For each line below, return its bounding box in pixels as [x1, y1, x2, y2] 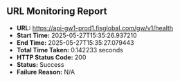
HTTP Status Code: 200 [16, 53, 87, 61]
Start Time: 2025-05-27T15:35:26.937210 [16, 31, 137, 39]
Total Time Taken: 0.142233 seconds [16, 45, 124, 54]
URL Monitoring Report [6, 6, 108, 17]
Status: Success [16, 60, 64, 68]
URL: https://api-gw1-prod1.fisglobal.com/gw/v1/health [16, 23, 174, 32]
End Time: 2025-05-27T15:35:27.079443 [16, 38, 134, 47]
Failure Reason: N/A [16, 68, 75, 76]
